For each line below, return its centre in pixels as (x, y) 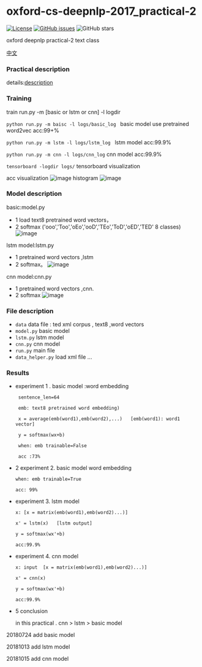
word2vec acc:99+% (33, 130)
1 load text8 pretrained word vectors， (63, 220)
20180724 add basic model (41, 635)
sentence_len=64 (39, 397)
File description (30, 311)
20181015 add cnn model (38, 659)
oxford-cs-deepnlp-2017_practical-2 (102, 11)
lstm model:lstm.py (30, 245)
